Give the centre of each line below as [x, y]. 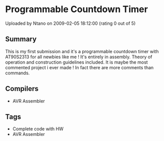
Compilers [22, 89]
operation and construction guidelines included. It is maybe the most [76, 62]
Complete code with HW [38, 129]
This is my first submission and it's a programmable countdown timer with [82, 51]
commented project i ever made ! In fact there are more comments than [79, 67]
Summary [21, 39]
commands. [18, 73]
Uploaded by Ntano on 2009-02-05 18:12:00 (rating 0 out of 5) [70, 23]
